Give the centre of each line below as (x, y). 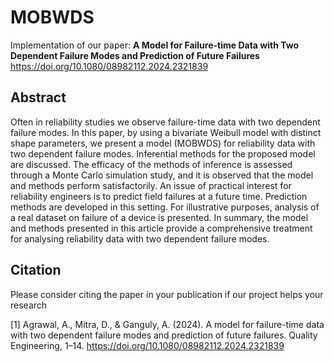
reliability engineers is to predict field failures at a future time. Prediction (159, 196)
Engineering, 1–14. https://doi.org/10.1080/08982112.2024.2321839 (147, 345)
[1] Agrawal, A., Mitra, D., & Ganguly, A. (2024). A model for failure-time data (167, 324)
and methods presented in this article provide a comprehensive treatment (161, 228)
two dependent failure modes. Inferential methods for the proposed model (163, 153)
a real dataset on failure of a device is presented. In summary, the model (159, 217)
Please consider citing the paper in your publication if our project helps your (167, 294)
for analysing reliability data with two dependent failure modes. (140, 238)
